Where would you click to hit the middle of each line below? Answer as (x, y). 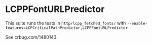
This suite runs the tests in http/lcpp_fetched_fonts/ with (66, 23)
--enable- (137, 23)
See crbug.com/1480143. (32, 37)
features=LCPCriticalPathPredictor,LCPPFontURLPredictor (67, 28)
